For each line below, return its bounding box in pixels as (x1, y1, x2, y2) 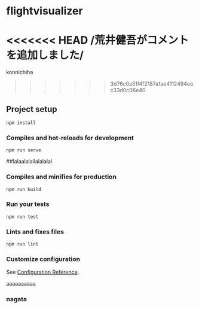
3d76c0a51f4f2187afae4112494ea (110, 80, 193, 87)
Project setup (6, 104, 58, 114)
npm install (6, 120, 36, 126)
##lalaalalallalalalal (6, 157, 53, 165)
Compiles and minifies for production (6, 172, 117, 181)
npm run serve (6, 147, 42, 153)
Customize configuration (6, 255, 81, 263)
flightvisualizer (6, 4, 83, 18)
